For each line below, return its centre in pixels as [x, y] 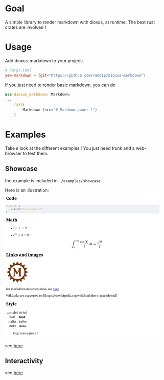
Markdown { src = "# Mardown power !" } [60, 110]
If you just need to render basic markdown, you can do [60, 85]
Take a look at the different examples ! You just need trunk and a [70, 148]
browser [13, 153]
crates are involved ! [26, 27]
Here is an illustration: [27, 190]
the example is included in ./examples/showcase [53, 180]
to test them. [35, 153]
